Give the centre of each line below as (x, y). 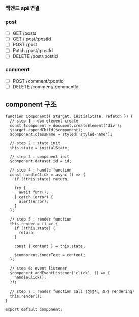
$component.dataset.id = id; (41, 161)
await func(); (34, 192)
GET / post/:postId (32, 39)
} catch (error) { (34, 197)
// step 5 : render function (41, 219)
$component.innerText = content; (50, 255)
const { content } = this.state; (50, 246)
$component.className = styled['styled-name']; (61, 134)
